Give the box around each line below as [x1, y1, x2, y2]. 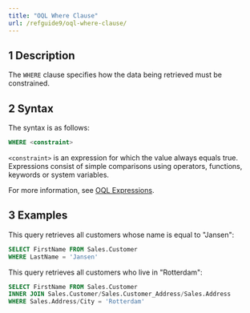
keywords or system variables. [8, 170, 110, 179]
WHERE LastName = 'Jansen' [8, 253, 99, 261]
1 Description [8, 49, 75, 62]
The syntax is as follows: [8, 123, 90, 133]
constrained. [8, 78, 50, 88]
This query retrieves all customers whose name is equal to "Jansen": [8, 230, 235, 239]
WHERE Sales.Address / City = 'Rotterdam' [8, 298, 146, 306]
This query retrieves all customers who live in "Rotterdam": [8, 267, 203, 277]
